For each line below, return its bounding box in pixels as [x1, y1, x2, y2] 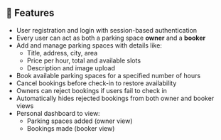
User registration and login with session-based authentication [16, 26, 198, 34]
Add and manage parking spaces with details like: [16, 41, 162, 50]
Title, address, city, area [26, 48, 98, 57]
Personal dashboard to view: [16, 109, 100, 117]
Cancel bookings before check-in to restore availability [16, 79, 177, 87]
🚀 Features [6, 7, 55, 19]
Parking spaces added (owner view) [26, 117, 133, 125]
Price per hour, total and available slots [26, 56, 141, 65]
